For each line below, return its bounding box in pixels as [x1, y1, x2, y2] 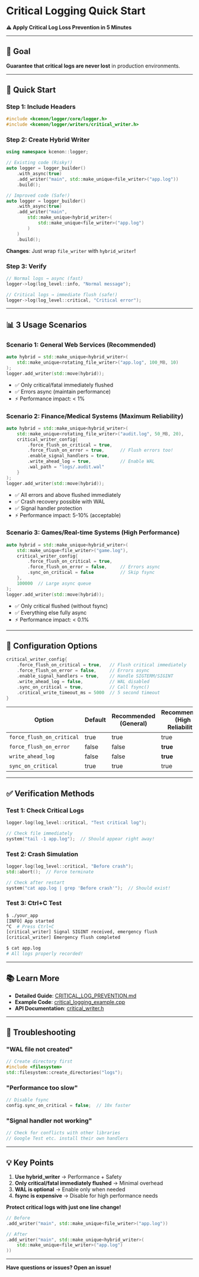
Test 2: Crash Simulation [6, 850, 79, 858]
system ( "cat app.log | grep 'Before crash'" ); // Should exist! [6, 885, 171, 891]
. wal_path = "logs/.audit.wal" [27, 464, 105, 470]
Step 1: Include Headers [6, 102, 76, 111]
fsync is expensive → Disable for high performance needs [14, 1192, 158, 1199]
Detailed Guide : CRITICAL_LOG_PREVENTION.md [14, 992, 137, 999]
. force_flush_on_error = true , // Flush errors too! [27, 447, 174, 454]
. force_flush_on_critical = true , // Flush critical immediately [17, 662, 187, 668]
